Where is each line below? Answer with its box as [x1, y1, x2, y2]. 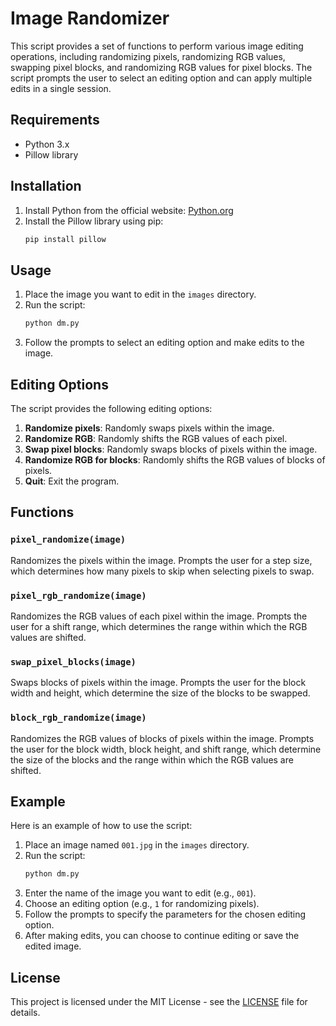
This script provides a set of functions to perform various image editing [10, 40, 304, 52]
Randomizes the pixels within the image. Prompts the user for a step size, [10, 554, 313, 566]
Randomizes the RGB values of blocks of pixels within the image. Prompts [10, 732, 315, 744]
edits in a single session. [10, 82, 112, 94]
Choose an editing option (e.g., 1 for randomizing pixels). [24, 898, 260, 910]
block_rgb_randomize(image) [10, 712, 147, 724]
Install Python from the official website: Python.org [24, 204, 234, 216]
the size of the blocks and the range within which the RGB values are [10, 753, 294, 766]
